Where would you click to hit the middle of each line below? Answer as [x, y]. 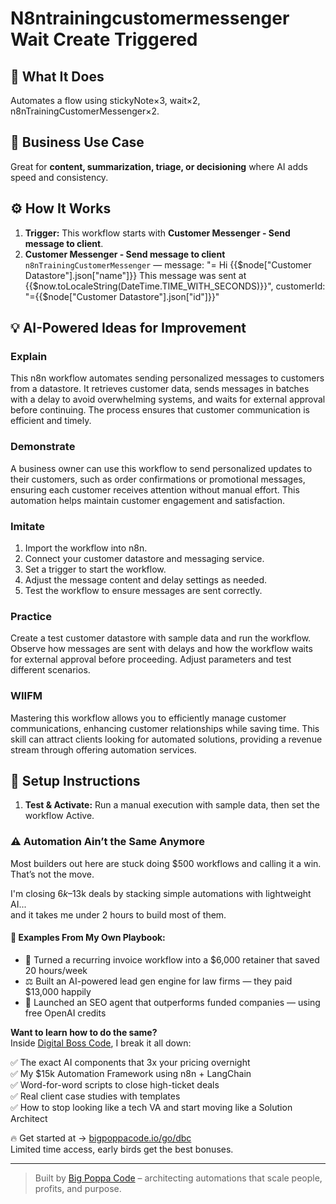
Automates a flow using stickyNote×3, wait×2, [105, 100]
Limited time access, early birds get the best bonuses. [122, 1149]
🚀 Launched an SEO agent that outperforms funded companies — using [172, 1002]
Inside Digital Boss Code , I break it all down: [101, 1043]
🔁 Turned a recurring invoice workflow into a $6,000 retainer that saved [172, 959]
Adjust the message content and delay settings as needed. [146, 579]
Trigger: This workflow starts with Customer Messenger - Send [157, 233]
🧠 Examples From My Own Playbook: [88, 938]
